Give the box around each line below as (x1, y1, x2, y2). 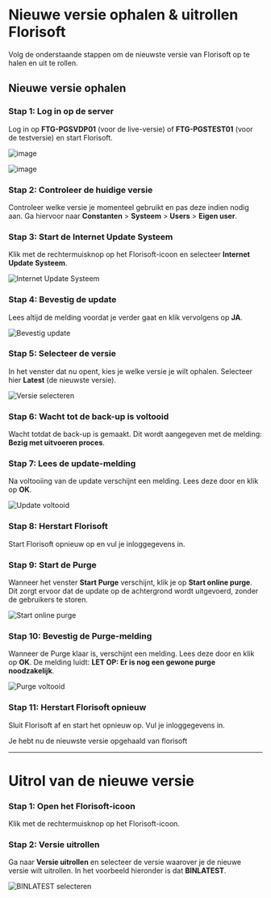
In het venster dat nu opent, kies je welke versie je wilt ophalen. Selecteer (8, 366, 252, 376)
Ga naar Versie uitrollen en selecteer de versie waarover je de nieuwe (8, 858, 242, 867)
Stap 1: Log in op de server (8, 106, 115, 117)
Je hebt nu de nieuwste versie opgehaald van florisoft (8, 736, 188, 745)
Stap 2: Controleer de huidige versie (8, 184, 153, 195)
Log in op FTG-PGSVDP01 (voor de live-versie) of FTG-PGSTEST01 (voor (8, 124, 253, 134)
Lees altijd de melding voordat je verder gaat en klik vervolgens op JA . (8, 313, 244, 322)
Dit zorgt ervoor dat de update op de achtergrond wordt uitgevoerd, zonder (8, 586, 259, 595)
